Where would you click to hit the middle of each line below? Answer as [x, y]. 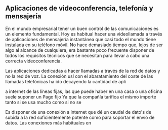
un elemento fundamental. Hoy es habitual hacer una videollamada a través [84, 34]
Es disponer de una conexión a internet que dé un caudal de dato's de [78, 112]
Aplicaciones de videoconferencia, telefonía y [79, 8]
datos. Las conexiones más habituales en [48, 123]
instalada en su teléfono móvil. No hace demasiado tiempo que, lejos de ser [84, 45]
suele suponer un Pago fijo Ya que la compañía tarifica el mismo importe [81, 96]
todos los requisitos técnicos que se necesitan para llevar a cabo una [77, 55]
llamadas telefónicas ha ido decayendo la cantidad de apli [66, 81]
